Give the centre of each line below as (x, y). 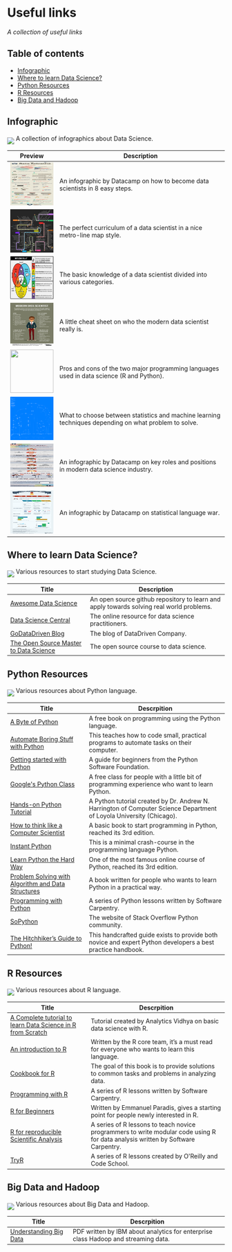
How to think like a (36, 825)
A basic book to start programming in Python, (153, 825)
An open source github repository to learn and (155, 599)
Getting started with (38, 759)
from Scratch (29, 1032)
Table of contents (46, 54)
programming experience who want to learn (151, 784)
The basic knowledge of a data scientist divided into (133, 274)
